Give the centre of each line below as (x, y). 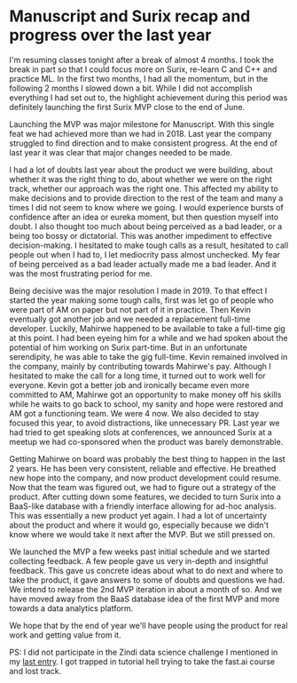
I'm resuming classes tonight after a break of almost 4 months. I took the (142, 60)
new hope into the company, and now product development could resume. (145, 478)
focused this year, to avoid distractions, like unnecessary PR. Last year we (145, 423)
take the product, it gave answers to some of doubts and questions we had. (147, 580)
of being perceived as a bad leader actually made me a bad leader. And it (143, 264)
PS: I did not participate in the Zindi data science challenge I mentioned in (144, 652)
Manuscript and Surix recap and (130, 16)
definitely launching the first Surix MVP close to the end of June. (127, 107)
